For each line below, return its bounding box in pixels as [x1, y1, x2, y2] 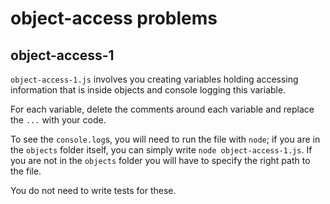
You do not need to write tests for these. [10, 185, 177, 196]
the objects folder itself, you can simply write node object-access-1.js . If [10, 144, 313, 156]
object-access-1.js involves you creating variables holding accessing [10, 73, 299, 85]
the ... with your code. [10, 114, 107, 126]
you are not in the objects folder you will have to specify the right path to [10, 155, 311, 166]
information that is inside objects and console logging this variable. [10, 84, 287, 96]
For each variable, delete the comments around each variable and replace [10, 103, 315, 115]
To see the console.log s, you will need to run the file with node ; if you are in [10, 133, 321, 145]
